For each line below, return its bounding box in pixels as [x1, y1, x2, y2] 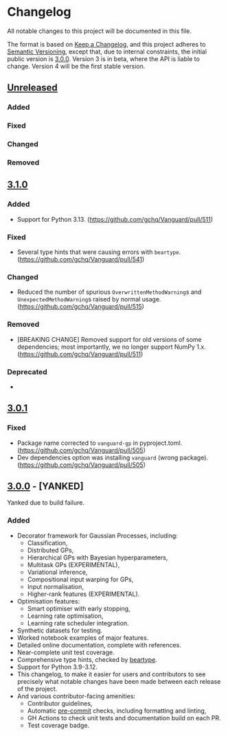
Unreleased [7, 82, 58, 93]
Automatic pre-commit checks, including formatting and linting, [27, 706, 207, 715]
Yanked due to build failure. [7, 498, 84, 507]
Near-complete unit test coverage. [16, 648, 115, 656]
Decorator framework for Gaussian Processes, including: [16, 531, 179, 540]
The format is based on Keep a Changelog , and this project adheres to [7, 40, 206, 48]
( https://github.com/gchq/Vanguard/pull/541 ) [16, 255, 145, 263]
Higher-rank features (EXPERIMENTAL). [27, 590, 140, 598]
